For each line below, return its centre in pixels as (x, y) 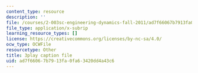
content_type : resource (35, 11)
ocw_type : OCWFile (29, 45)
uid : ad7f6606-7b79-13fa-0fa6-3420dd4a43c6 (60, 61)
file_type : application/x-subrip (47, 28)
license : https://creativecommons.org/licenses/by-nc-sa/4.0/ (84, 39)
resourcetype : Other (32, 50)
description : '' (26, 17)
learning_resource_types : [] (42, 34)
